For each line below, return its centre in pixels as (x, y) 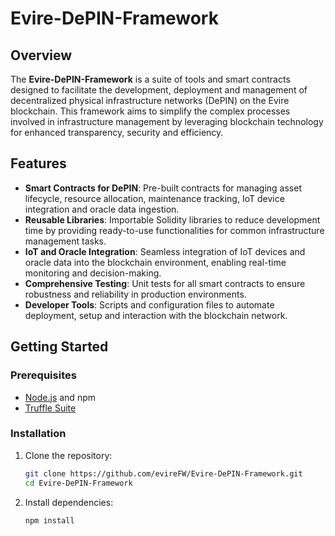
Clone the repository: (68, 455)
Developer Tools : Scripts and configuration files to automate (149, 304)
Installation (38, 434)
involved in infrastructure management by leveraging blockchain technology (167, 121)
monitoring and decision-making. (93, 273)
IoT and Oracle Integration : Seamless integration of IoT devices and (165, 251)
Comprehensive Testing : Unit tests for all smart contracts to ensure (165, 283)
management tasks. (65, 241)
